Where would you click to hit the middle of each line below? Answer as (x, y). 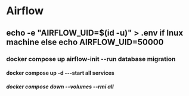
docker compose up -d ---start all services (60, 73)
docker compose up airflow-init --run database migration (91, 59)
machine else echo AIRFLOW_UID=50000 (85, 42)
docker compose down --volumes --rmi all (60, 87)
